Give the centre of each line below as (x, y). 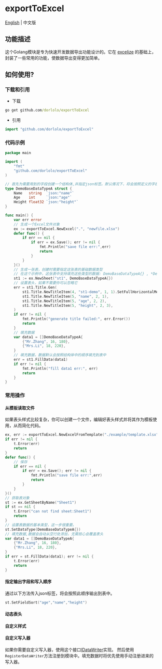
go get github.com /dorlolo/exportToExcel (47, 110)
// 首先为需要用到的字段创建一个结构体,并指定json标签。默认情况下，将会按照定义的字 (80, 184)
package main (18, 153)
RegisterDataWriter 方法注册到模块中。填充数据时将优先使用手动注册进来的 (79, 656)
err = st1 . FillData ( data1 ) (41, 360)
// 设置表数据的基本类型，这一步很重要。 (40, 525)
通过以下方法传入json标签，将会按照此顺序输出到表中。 (60, 593)
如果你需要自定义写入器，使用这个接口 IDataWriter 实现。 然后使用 (69, 650)
